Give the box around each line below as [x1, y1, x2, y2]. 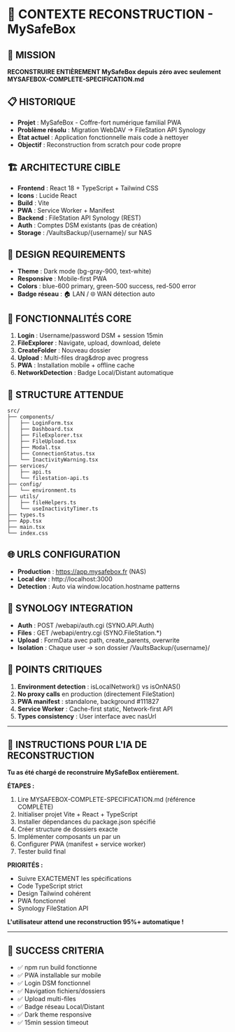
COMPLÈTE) [17, 803, 54, 811]
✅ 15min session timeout [17, 1018, 89, 1027]
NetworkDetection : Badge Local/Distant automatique [17, 369, 173, 377]
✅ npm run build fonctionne [17, 963, 98, 972]
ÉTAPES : [7, 782, 35, 790]
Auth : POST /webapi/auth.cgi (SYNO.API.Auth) [17, 621, 155, 629]
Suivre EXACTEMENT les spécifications [17, 875, 131, 883]
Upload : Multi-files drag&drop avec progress [17, 353, 149, 362]
